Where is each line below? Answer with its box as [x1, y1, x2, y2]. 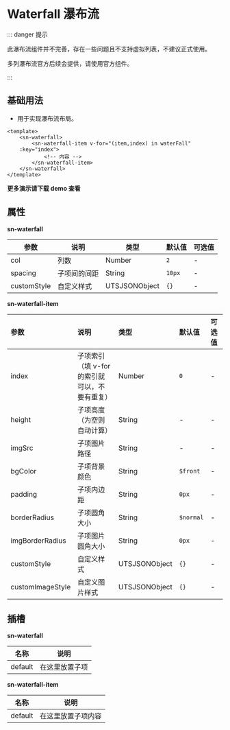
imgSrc [10, 443, 34, 453]
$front [179, 467, 201, 475]
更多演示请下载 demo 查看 [7, 184, 81, 192]
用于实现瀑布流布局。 [16, 114, 77, 122]
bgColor [10, 466, 37, 475]
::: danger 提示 [7, 30, 48, 38]
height [10, 414, 31, 424]
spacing [10, 268, 36, 278]
